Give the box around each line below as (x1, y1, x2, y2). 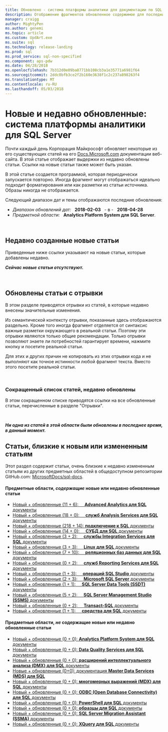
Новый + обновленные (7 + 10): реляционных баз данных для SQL (12, 549, 161, 555)
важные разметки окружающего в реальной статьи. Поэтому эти (5, 328, 146, 334)
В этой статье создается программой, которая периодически (5, 171, 137, 178)
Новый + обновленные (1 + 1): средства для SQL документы (12, 608, 146, 614)
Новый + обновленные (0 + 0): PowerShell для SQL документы (12, 699, 147, 705)
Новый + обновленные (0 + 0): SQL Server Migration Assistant (12, 710, 146, 716)
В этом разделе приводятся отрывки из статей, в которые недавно (5, 302, 149, 308)
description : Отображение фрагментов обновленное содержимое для (5, 12, 144, 17)
